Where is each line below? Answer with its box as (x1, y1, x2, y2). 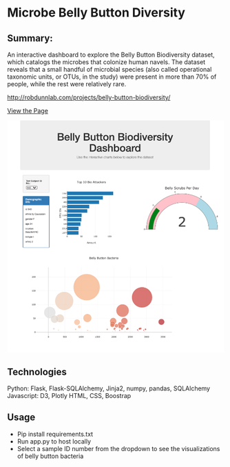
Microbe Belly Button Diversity (7, 5, 186, 21)
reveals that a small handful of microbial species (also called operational (7, 66, 212, 73)
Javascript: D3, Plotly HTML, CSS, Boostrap (7, 391, 132, 399)
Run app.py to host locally (17, 437, 92, 446)
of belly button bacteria (17, 452, 84, 460)
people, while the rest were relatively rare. (7, 80, 127, 88)
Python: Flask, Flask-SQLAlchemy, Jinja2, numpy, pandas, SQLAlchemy (7, 384, 211, 393)
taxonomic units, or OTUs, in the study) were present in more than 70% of (7, 72, 217, 81)
